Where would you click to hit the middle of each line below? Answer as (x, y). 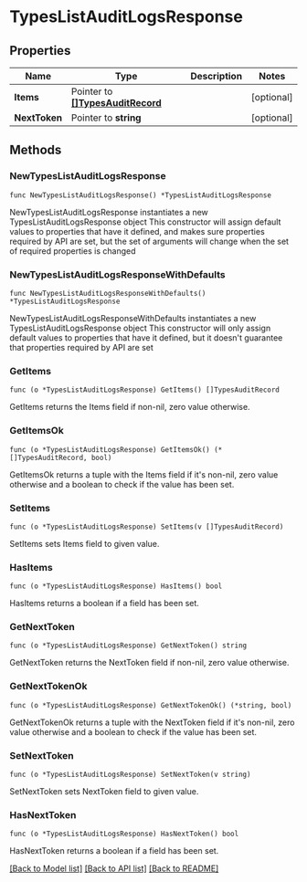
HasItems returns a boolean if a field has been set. (104, 604)
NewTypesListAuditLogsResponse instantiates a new (109, 212)
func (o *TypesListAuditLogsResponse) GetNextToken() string (128, 646)
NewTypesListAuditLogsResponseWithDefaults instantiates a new (133, 318)
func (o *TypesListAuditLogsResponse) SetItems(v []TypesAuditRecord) (147, 527)
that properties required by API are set (81, 347)
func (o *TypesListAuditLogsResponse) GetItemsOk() (110, 449)
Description (217, 76)
